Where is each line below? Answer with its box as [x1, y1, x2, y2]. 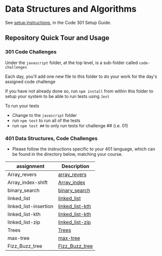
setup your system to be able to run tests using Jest [5, 93, 110, 99]
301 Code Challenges [5, 48, 57, 55]
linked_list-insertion [7, 203, 54, 209]
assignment [16, 163, 45, 169]
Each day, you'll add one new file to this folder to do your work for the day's [5, 73, 158, 79]
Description [61, 163, 89, 169]
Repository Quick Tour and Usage [5, 34, 110, 42]
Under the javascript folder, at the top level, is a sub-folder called [5, 60, 138, 66]
